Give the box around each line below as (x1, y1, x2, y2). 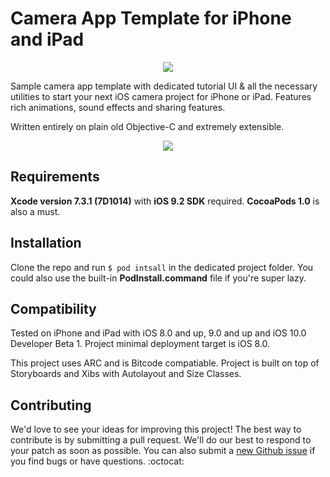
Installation (10, 235, 82, 252)
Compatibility (10, 300, 97, 317)
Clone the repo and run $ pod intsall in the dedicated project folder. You (10, 261, 314, 273)
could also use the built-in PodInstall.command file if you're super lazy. (10, 272, 307, 284)
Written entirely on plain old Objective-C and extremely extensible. (10, 120, 285, 132)
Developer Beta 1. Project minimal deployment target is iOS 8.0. (10, 338, 271, 350)
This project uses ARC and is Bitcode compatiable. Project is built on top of (10, 357, 320, 369)
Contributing (10, 397, 92, 414)
